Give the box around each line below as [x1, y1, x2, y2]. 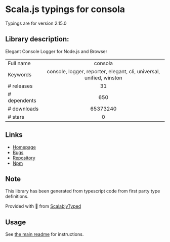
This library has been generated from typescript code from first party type [5, 188, 160, 194]
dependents [8, 97, 36, 104]
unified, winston [84, 74, 122, 81]
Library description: [5, 35, 69, 43]
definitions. [5, 193, 29, 200]
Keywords [8, 71, 32, 78]
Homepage [12, 144, 36, 150]
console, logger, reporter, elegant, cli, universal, [47, 68, 160, 75]
